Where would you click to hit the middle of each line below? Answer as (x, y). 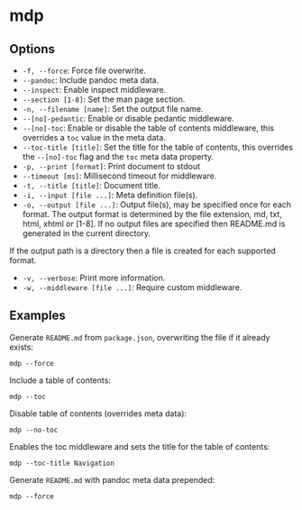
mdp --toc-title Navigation (62, 463)
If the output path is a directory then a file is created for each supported (143, 250)
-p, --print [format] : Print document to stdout (111, 166)
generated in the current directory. (87, 233)
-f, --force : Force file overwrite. (84, 70)
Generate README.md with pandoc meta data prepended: (112, 479)
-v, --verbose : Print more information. (94, 278)
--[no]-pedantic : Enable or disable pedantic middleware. (128, 118)
